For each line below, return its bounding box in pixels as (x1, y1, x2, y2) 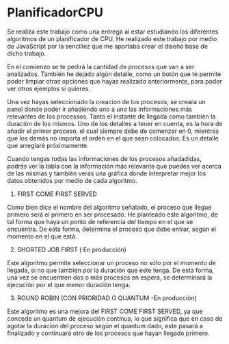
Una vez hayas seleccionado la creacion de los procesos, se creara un (7, 97, 206, 106)
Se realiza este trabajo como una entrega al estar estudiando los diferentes (7, 27, 219, 36)
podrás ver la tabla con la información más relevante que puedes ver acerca (7, 162, 222, 170)
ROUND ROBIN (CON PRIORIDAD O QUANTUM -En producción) (16, 293, 197, 302)
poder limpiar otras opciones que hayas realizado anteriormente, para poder (7, 77, 222, 85)
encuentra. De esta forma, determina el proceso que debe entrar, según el (7, 225, 217, 233)
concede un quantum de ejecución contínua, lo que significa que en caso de (7, 314, 223, 323)
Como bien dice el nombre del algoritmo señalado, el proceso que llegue (7, 203, 212, 211)
